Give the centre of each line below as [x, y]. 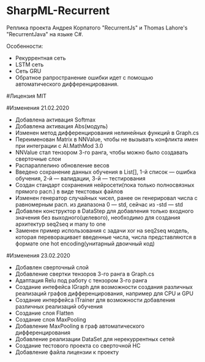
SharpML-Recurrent [58, 11]
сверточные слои [38, 159]
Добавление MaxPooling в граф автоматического [80, 326]
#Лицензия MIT [27, 96]
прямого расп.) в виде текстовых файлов [69, 191]
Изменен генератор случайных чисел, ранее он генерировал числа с [106, 198]
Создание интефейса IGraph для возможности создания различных [104, 287]
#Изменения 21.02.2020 [38, 107]
